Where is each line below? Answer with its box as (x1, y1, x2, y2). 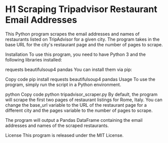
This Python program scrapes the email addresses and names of (5, 31, 140, 37)
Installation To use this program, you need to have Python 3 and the (5, 51, 146, 57)
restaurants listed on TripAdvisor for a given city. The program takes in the (5, 36, 160, 42)
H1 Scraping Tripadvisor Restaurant (5, 4, 157, 15)
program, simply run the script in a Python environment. (5, 82, 122, 88)
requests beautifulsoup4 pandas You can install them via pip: (5, 66, 132, 73)
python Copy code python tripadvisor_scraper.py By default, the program (5, 91, 158, 97)
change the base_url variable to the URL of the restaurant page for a (5, 102, 147, 108)
